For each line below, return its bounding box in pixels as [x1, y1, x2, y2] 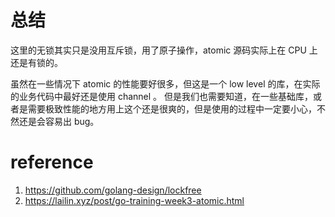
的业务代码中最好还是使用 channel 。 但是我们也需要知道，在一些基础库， [10, 90, 314, 102]
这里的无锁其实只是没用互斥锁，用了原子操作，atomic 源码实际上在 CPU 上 [10, 44, 318, 56]
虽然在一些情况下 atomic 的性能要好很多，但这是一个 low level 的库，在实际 [10, 77, 321, 90]
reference [10, 151, 94, 174]
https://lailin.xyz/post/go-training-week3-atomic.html [24, 194, 245, 206]
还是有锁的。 [10, 56, 63, 68]
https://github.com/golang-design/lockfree [24, 184, 202, 196]
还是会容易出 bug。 [18, 115, 100, 127]
